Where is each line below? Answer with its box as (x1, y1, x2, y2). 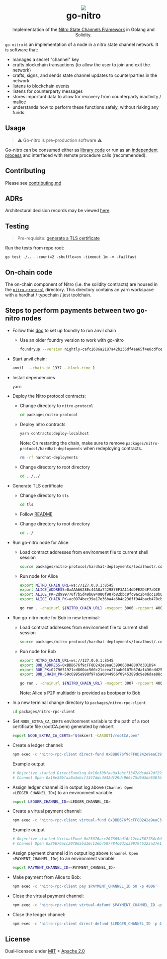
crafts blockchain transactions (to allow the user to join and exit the (12, 61, 150, 67)
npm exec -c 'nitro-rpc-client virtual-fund (12, 818, 106, 823)
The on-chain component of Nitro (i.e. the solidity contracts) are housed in (5, 281, 158, 287)
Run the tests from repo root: (5, 245, 65, 251)
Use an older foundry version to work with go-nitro (19, 337, 124, 343)
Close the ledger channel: (12, 911, 66, 918)
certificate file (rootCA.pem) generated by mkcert (12, 723, 114, 729)
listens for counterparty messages (12, 88, 83, 94)
